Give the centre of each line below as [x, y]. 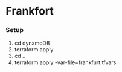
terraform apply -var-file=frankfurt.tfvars [65, 62]
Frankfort [30, 11]
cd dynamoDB [32, 43]
